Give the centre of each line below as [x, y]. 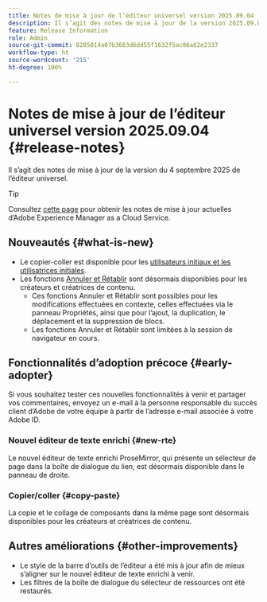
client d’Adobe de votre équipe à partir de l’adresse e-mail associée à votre [131, 412]
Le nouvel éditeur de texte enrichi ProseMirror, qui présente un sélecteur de [132, 458]
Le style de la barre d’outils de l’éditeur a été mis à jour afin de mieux [132, 565]
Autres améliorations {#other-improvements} [123, 546]
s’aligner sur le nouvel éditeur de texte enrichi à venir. [107, 573]
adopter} [31, 375]
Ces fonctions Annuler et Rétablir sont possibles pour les [125, 295]
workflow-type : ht [39, 53]
